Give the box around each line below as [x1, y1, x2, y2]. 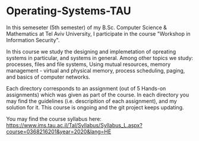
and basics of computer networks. [6, 73, 90, 80]
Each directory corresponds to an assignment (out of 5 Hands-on [6, 84, 166, 92]
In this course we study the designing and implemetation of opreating [6, 48, 176, 55]
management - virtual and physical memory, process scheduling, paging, [6, 67, 185, 74]
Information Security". [6, 36, 60, 43]
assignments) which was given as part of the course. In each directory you [6, 91, 189, 98]
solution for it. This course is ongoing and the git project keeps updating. [6, 104, 184, 111]
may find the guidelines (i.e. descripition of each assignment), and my [6, 97, 177, 105]
